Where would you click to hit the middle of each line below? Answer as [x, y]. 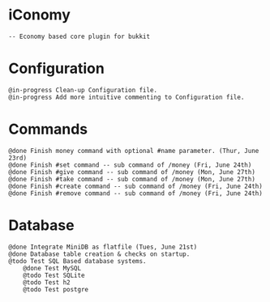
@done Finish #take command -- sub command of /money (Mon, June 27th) [132, 179]
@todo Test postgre [56, 289]
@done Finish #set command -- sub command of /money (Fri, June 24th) [130, 165]
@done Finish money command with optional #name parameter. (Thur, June [134, 151]
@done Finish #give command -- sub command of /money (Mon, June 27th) [132, 172]
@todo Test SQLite [54, 275]
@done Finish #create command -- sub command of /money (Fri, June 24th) [136, 186]
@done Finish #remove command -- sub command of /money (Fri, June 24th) [136, 193]
